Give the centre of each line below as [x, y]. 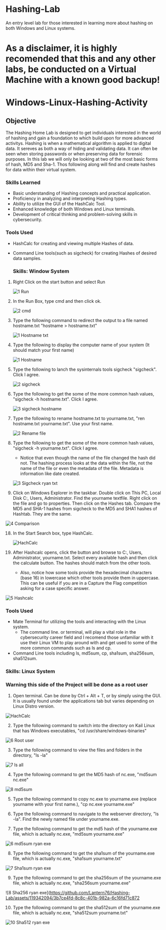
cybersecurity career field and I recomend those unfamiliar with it [87, 637]
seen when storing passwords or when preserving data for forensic [74, 154]
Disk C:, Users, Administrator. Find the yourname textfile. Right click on [85, 498]
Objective [21, 121]
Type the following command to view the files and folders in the [77, 750]
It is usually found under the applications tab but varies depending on [83, 701]
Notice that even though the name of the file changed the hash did [88, 458]
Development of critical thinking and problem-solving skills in [75, 214]
